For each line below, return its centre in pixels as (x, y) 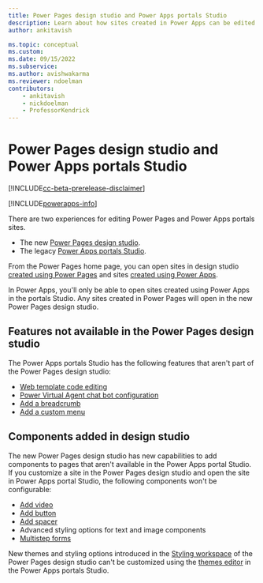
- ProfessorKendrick (56, 111)
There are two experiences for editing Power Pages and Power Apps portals (131, 219)
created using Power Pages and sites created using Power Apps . (113, 275)
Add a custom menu (52, 412)
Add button (38, 513)
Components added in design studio (99, 436)
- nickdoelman (45, 103)
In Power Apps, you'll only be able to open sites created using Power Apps (129, 290)
